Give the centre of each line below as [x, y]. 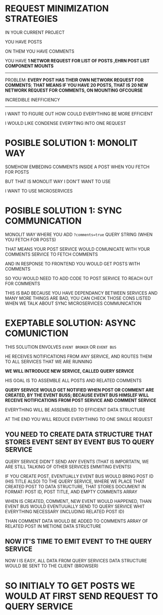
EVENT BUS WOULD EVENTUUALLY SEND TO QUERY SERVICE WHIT [75, 506]
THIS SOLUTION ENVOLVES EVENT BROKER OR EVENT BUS [61, 347]
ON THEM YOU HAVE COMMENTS [40, 51]
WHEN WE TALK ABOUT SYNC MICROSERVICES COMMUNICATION [73, 303]
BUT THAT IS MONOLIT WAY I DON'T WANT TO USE [58, 181]
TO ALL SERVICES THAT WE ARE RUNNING [49, 361]
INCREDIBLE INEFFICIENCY [33, 99]
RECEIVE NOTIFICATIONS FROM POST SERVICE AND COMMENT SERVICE [81, 400]
